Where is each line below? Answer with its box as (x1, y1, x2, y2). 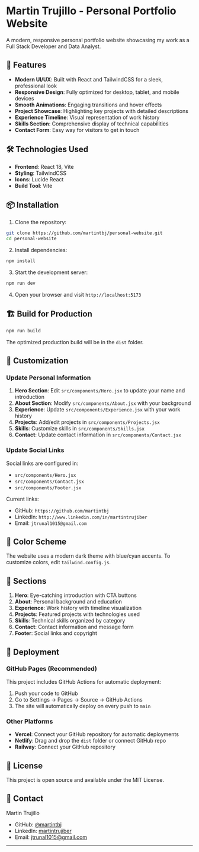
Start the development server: (14, 269, 88, 276)
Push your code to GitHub (14, 690, 78, 697)
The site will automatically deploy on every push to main (14, 702, 151, 709)
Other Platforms (6, 717, 53, 725)
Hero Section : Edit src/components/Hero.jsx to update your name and (14, 387, 185, 394)
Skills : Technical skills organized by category (14, 617, 126, 624)
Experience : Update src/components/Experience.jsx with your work (14, 406, 181, 413)
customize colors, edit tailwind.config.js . (6, 559, 111, 566)
